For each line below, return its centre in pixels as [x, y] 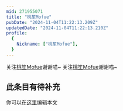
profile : [17, 33]
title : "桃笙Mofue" [29, 17]
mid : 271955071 [25, 11]
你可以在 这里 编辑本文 [32, 102]
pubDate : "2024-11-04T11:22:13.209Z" [52, 22]
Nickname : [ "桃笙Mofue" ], [47, 44]
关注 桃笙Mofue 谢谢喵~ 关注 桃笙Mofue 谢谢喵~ [62, 67]
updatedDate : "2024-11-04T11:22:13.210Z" [57, 28]
